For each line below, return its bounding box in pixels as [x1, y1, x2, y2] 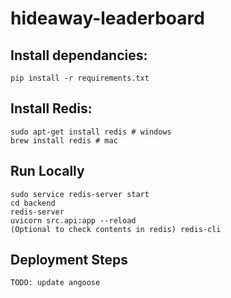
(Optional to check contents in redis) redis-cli [10, 224, 222, 234]
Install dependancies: [10, 47, 148, 64]
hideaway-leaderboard [10, 7, 205, 30]
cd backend [10, 198, 56, 208]
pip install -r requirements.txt [10, 73, 150, 83]
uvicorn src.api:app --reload [10, 215, 137, 226]
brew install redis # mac [10, 135, 118, 146]
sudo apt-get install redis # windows [10, 127, 172, 137]
